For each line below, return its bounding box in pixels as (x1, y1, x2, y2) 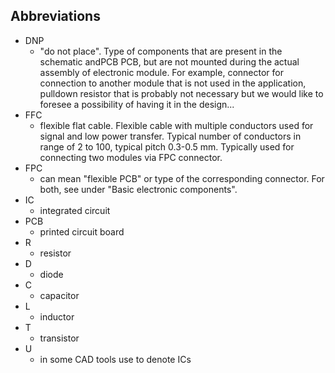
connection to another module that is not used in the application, (39, 77, 307, 89)
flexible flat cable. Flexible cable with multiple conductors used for (39, 119, 314, 131)
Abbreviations (10, 8, 101, 25)
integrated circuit (39, 204, 111, 216)
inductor (39, 310, 75, 323)
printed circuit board (39, 225, 125, 238)
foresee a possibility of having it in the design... (39, 98, 235, 110)
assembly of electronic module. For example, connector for (39, 66, 284, 78)
